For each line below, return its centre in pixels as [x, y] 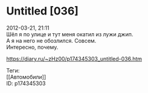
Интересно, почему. [32, 47]
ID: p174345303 [26, 83]
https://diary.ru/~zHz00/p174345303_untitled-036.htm [74, 59]
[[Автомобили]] [26, 77]
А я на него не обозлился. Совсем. [51, 40]
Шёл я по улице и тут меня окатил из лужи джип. [70, 34]
